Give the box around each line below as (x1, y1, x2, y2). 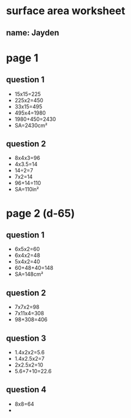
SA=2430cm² (14, 122, 48, 129)
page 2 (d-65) (6, 207, 75, 220)
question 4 (6, 385, 47, 395)
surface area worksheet (6, 4, 125, 18)
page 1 (6, 51, 39, 64)
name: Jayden (6, 28, 60, 38)
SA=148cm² (14, 270, 43, 278)
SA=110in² (14, 186, 39, 193)
